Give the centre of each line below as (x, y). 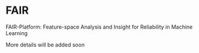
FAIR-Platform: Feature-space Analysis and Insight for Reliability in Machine (99, 27)
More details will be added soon (45, 45)
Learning (17, 33)
